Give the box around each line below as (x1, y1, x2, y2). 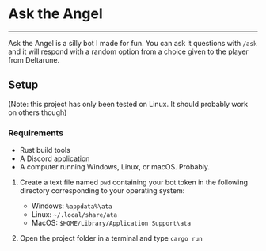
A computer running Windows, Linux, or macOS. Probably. (19, 162, 211, 172)
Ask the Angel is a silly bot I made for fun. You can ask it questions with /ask (8, 38, 257, 48)
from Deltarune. (8, 55, 60, 64)
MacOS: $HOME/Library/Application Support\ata (31, 219, 192, 228)
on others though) (8, 108, 67, 117)
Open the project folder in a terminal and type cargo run (19, 234, 203, 243)
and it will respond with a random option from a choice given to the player (8, 47, 249, 56)
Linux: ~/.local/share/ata (31, 210, 117, 219)
